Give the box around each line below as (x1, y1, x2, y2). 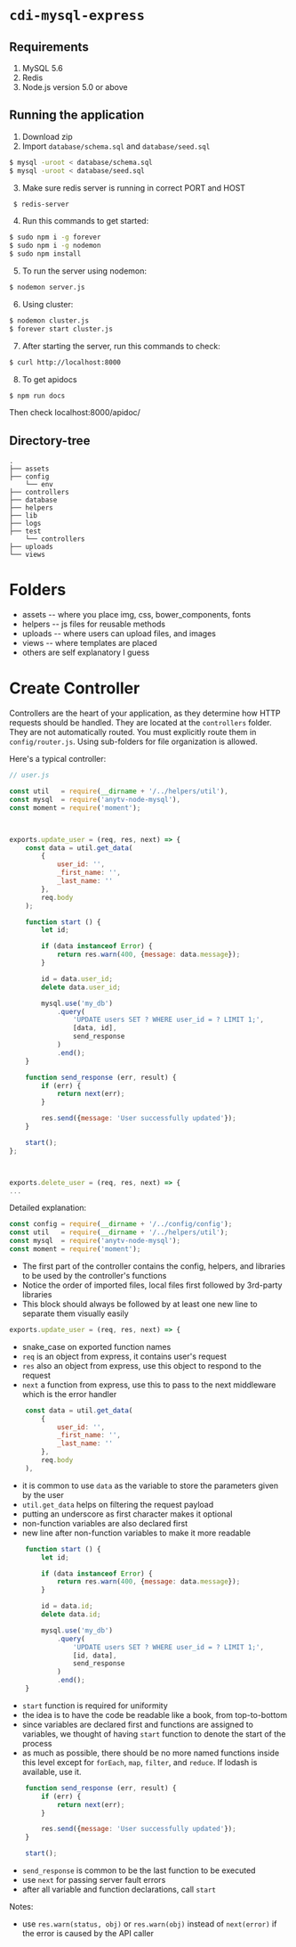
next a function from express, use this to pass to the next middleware (21, 1379, 276, 1390)
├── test (9, 527, 42, 536)
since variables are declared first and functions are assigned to (21, 1719, 253, 1730)
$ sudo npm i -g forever (9, 233, 101, 242)
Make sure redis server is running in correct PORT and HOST (21, 182, 246, 193)
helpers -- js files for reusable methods (21, 618, 166, 630)
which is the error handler (21, 1388, 117, 1399)
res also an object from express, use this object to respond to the (21, 1360, 262, 1370)
